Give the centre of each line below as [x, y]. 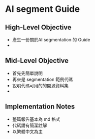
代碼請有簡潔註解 [30, 125]
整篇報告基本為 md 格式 [36, 119]
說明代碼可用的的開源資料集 [40, 85]
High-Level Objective [38, 27]
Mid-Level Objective [37, 61]
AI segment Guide [43, 9]
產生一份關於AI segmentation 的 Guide [51, 40]
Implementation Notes [40, 107]
